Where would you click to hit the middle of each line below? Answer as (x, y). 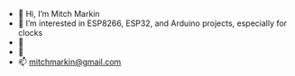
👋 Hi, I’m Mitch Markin (59, 14)
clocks (30, 33)
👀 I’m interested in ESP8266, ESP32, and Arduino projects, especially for (152, 23)
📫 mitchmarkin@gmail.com (69, 62)
